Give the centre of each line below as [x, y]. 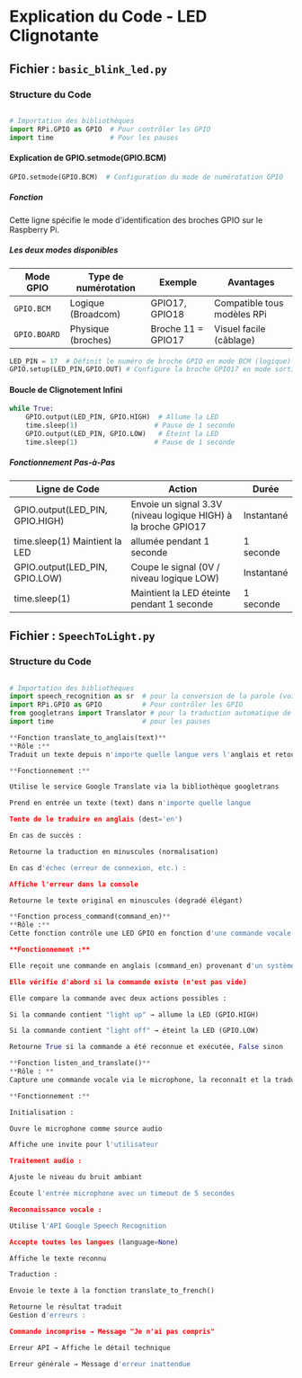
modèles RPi [240, 314]
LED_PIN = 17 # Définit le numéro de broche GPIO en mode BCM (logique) [151, 361]
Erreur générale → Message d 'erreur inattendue [100, 1364]
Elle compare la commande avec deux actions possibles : [118, 998]
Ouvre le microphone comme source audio [86, 1129]
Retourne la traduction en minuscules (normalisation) [114, 851]
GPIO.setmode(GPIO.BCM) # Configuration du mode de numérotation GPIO [146, 177]
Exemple [178, 282]
